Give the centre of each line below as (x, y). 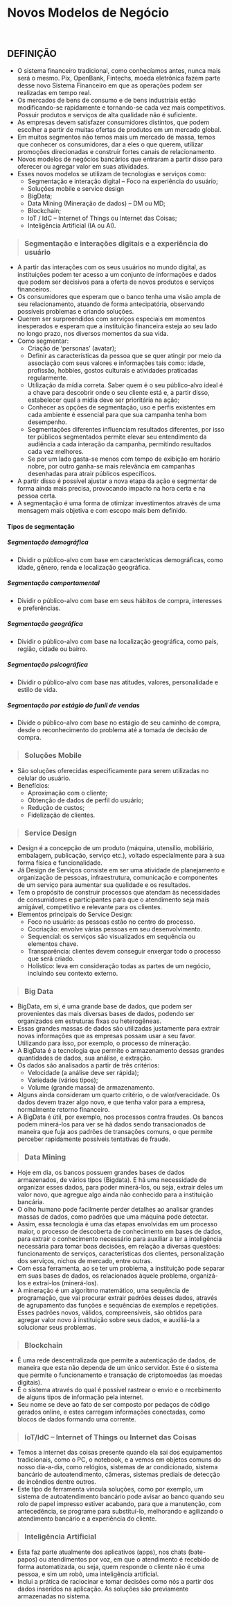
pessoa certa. (37, 496)
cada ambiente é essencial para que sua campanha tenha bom (117, 415)
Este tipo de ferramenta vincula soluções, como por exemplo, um (110, 1489)
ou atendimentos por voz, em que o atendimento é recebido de (129, 1559)
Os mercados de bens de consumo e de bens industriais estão (106, 100)
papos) (27, 1559)
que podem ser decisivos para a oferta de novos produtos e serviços (116, 282)
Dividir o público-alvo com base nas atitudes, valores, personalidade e (118, 682)
